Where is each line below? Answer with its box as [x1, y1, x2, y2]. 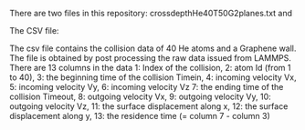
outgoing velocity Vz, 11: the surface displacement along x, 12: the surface [9, 101, 289, 112]
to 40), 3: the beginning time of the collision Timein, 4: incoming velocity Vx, [9, 72, 297, 83]
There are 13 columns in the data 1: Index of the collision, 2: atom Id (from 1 [9, 63, 291, 73]
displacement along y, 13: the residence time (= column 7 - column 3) [9, 111, 271, 121]
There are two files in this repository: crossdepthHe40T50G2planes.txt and [9, 8, 293, 18]
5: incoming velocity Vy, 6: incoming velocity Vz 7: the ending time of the [9, 82, 284, 92]
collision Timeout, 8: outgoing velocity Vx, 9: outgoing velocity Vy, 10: [9, 91, 271, 102]
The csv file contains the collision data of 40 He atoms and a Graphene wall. [9, 43, 297, 54]
